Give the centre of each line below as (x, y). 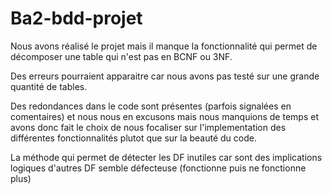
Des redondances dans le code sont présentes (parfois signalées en (151, 106)
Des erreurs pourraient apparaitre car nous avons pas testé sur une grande (165, 76)
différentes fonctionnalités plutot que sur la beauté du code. (133, 138)
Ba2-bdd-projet (76, 18)
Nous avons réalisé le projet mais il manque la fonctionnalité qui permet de (164, 46)
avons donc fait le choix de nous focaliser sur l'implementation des (148, 127)
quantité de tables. (49, 86)
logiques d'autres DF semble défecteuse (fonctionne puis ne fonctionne (158, 168)
